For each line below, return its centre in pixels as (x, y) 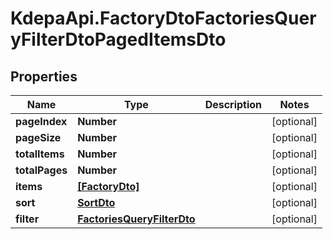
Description (233, 104)
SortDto (96, 202)
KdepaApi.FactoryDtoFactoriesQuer (163, 18)
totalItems (40, 154)
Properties (44, 76)
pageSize (38, 137)
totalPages (41, 170)
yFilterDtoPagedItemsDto (118, 39)
